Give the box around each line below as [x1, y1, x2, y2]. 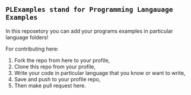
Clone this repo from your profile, [14, 63, 96, 70]
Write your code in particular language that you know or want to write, [14, 69, 186, 77]
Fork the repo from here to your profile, [14, 56, 110, 64]
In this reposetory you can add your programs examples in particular [5, 27, 173, 34]
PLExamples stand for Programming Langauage [5, 5, 173, 14]
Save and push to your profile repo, [14, 75, 101, 83]
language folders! [5, 33, 49, 41]
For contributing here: [5, 45, 59, 52]
